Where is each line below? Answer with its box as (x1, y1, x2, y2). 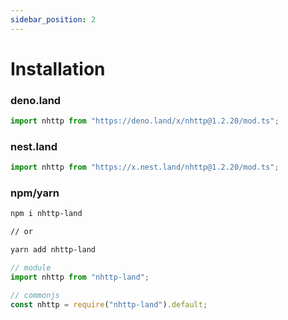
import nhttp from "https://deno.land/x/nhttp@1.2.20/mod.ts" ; (10, 116, 280, 126)
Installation (10, 57, 106, 80)
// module (10, 263, 52, 273)
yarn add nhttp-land (10, 245, 97, 255)
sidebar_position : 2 (10, 14, 97, 25)
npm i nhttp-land (10, 209, 83, 219)
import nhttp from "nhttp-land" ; (10, 272, 150, 282)
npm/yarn (10, 186, 60, 200)
